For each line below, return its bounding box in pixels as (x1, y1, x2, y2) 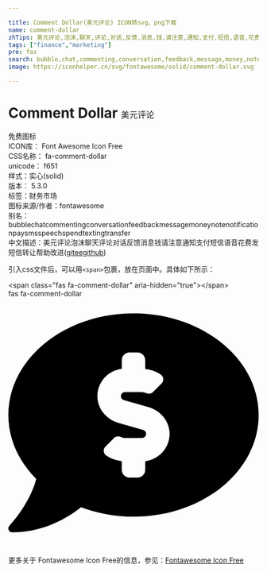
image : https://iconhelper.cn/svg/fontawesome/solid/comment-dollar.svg (8, 63, 254, 71)
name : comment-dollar (8, 25, 80, 34)
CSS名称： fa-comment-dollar (8, 151, 107, 160)
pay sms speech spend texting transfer (12, 228, 131, 238)
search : (8, 56, 34, 64)
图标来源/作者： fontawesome (8, 200, 105, 211)
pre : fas (8, 48, 37, 56)
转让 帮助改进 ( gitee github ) (22, 247, 106, 257)
